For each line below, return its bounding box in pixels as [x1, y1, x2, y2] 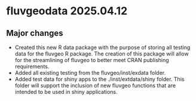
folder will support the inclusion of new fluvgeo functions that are [14, 82, 176, 89]
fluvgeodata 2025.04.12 [6, 4, 128, 18]
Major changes [6, 28, 64, 38]
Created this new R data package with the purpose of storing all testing [14, 44, 191, 51]
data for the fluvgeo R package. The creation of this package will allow [14, 50, 189, 57]
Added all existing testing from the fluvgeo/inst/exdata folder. [14, 69, 166, 76]
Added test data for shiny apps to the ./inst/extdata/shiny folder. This [14, 76, 185, 82]
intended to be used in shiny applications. [14, 88, 118, 95]
